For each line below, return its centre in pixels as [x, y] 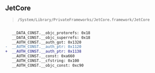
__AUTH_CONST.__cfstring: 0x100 [45, 61]
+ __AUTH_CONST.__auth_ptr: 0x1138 [43, 51]
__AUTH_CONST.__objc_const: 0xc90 [48, 65]
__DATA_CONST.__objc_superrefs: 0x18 [51, 37]
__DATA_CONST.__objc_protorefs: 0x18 [51, 33]
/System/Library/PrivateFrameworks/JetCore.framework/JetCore [83, 19]
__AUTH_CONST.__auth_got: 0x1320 [46, 42]
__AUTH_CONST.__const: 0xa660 [43, 56]
